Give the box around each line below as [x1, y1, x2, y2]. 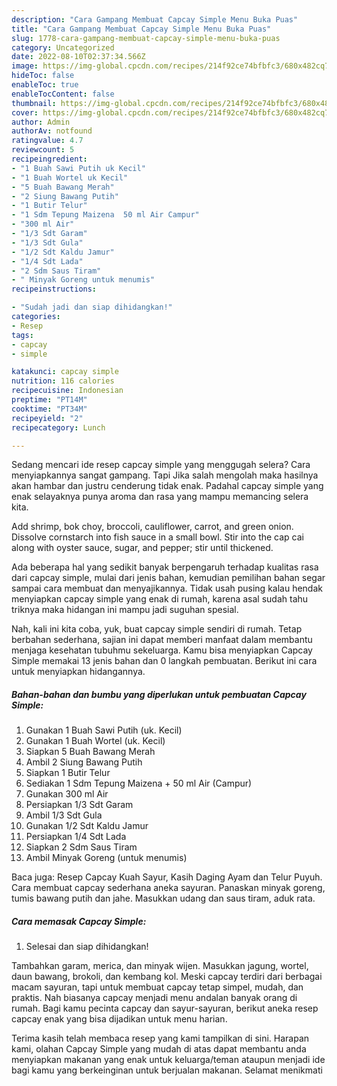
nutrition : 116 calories [11, 376, 115, 386]
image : [11, 61, 39, 71]
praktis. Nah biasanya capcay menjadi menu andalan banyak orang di [11, 992, 298, 1004]
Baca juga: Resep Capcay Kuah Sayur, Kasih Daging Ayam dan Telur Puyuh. [11, 871, 323, 883]
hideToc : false [11, 71, 75, 81]
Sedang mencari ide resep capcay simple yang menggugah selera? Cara [11, 459, 311, 471]
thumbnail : [11, 98, 57, 108]
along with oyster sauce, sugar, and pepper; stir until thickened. [11, 542, 274, 554]
